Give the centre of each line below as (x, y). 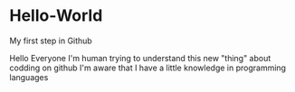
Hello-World (56, 16)
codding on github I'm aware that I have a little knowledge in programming (148, 68)
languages (29, 77)
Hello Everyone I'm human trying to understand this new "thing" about (140, 58)
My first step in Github (51, 41)
